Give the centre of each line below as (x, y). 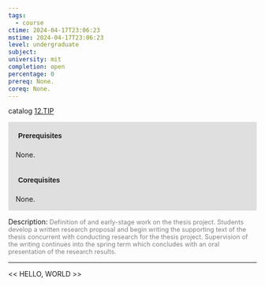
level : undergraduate (44, 45)
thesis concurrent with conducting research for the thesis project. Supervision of (128, 237)
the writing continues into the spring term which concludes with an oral (114, 245)
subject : (22, 52)
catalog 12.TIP (31, 111)
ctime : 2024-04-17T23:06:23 (54, 30)
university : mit (35, 60)
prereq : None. (32, 81)
